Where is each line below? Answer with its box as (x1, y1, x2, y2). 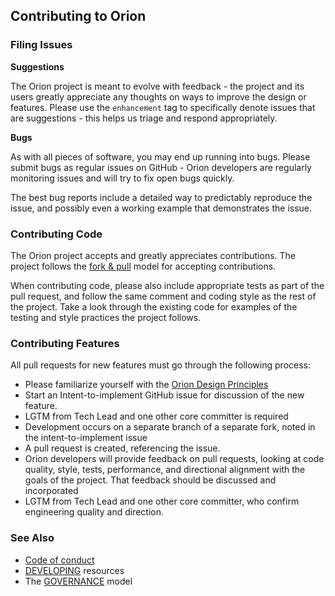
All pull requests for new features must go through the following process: (10, 359, 311, 371)
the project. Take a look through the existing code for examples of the (10, 300, 298, 313)
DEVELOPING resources (24, 564, 125, 576)
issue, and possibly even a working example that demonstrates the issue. (10, 202, 313, 214)
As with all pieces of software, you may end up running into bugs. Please (10, 150, 311, 163)
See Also (10, 531, 55, 545)
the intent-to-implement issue (24, 432, 148, 444)
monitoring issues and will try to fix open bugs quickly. (10, 172, 235, 184)
